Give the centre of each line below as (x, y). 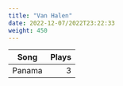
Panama (27, 71)
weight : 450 (28, 30)
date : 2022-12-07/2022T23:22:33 (61, 23)
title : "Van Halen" (40, 16)
